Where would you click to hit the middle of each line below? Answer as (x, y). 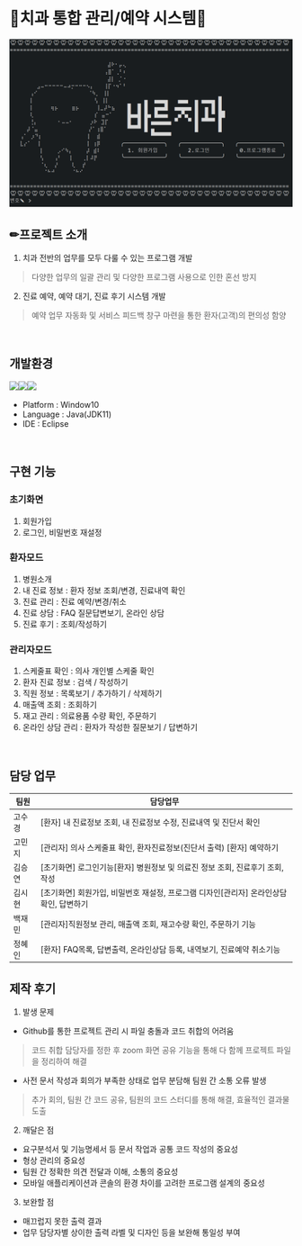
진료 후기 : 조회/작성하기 (65, 624)
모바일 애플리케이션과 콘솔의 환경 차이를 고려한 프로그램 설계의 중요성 (143, 1183)
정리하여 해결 (64, 1061)
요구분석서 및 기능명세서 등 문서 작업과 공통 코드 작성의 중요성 (130, 1150)
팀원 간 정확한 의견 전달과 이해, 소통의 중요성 (100, 1172)
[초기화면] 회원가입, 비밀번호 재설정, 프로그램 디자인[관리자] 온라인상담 (164, 893)
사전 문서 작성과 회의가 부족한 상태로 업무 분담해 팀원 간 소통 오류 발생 (144, 1080)
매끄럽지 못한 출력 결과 (62, 1222)
